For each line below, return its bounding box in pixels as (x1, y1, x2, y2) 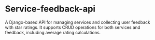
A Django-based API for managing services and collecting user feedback (5, 19, 151, 25)
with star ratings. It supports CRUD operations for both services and (5, 24, 141, 30)
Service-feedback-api (5, 3, 96, 14)
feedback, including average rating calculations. (5, 29, 101, 35)
